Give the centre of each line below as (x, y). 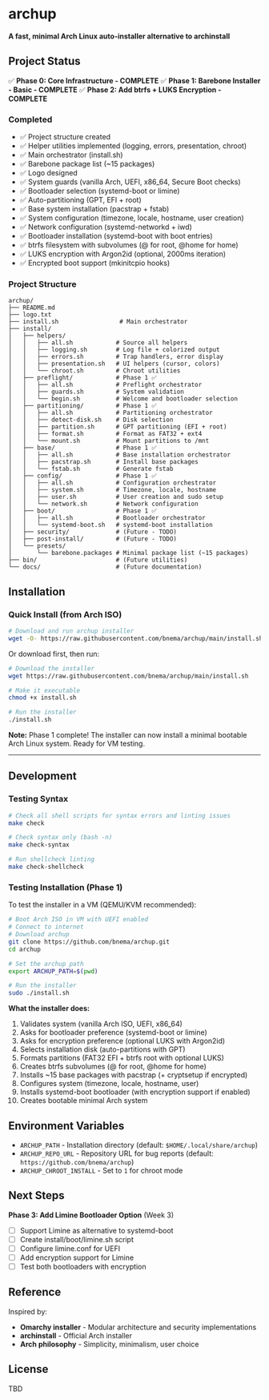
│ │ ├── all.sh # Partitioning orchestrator (111, 413)
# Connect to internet (46, 927)
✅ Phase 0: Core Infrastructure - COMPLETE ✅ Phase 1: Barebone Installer (134, 80)
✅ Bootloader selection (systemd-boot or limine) (100, 191)
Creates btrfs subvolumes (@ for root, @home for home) (113, 1067)
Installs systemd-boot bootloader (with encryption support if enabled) (135, 1092)
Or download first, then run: (54, 654)
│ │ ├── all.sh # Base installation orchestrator (119, 455)
